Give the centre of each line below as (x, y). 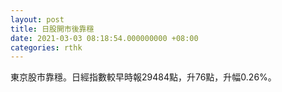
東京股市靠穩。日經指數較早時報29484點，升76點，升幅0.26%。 (143, 77)
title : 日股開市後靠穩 (52, 29)
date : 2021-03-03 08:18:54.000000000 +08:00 (104, 38)
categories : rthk (46, 47)
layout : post (37, 19)
